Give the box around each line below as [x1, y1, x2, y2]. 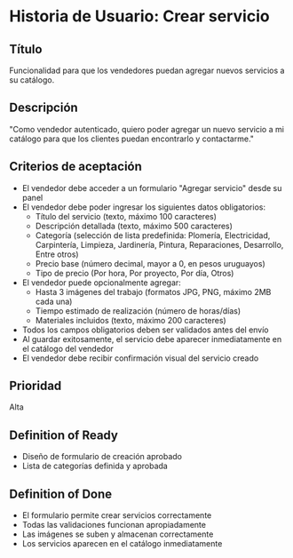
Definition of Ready [9, 427, 118, 442]
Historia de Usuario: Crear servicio [9, 6, 270, 27]
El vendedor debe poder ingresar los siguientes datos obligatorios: [21, 202, 266, 212]
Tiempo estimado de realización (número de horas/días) [35, 305, 242, 316]
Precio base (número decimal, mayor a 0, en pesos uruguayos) [35, 258, 265, 268]
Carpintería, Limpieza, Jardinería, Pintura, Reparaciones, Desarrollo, [35, 239, 284, 250]
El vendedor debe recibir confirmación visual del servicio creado [21, 353, 259, 363]
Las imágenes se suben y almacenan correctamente [21, 529, 214, 539]
